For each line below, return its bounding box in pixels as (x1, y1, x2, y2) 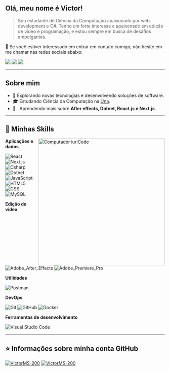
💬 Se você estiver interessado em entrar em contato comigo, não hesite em (5, 43, 162, 50)
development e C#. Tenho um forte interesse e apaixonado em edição (17, 23, 163, 29)
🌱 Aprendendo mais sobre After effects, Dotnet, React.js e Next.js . (12, 105, 156, 111)
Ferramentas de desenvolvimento (5, 314, 78, 320)
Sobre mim (5, 79, 40, 88)
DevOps (5, 294, 23, 301)
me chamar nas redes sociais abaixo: (5, 49, 82, 55)
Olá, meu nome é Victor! (5, 4, 83, 13)
